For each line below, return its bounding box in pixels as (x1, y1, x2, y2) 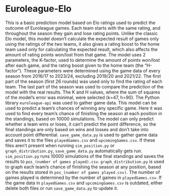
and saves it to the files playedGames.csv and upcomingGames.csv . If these (5, 137, 155, 143)
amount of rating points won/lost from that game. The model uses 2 (5, 51, 146, 58)
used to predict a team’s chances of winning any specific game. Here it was (5, 105, 162, 111)
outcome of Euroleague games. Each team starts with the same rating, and (5, 25, 160, 31)
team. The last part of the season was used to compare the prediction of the (5, 83, 164, 89)
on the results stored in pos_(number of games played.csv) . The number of (5, 169, 160, 175)
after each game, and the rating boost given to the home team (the (5, 62, 144, 68)
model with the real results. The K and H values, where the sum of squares (5, 89, 160, 95)
